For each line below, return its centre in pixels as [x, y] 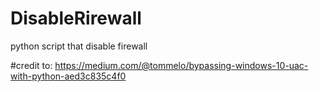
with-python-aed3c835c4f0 [68, 76]
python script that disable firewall [79, 46]
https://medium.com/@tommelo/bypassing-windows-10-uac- [181, 65]
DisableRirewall [76, 18]
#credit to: [31, 65]
